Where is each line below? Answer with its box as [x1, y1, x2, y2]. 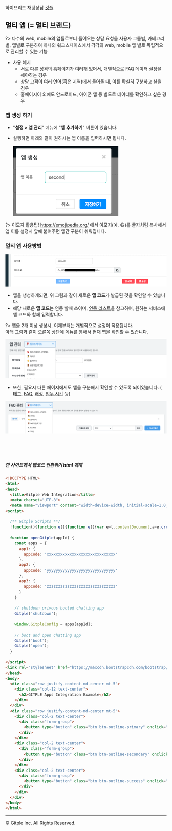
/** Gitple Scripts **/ [10, 519, 60, 524]
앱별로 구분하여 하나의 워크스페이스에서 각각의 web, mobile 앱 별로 [12, 42, 146, 48]
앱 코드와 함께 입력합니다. [12, 311, 64, 317]
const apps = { [14, 540, 47, 546]
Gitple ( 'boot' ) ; [14, 638, 50, 643]
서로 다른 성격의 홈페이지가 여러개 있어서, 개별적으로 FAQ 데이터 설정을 [20, 66, 162, 72]
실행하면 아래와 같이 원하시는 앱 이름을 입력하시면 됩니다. [12, 135, 126, 141]
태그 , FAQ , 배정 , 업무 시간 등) [12, 390, 71, 396]
